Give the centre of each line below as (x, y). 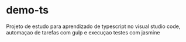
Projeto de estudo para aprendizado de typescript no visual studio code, (93, 26)
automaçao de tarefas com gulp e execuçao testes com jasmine (83, 32)
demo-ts (27, 10)
